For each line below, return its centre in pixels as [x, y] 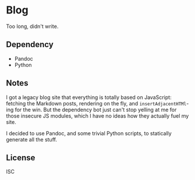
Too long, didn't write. [32, 26]
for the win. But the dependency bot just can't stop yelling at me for [96, 110]
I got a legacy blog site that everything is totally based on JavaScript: [89, 97]
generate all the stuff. [31, 139]
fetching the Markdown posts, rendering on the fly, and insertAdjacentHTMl [96, 103]
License [21, 158]
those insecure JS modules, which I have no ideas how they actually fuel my [97, 116]
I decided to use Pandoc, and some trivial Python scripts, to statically [89, 133]
